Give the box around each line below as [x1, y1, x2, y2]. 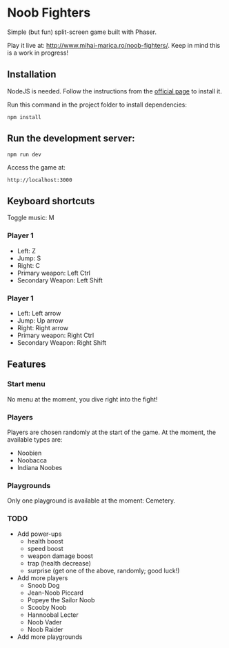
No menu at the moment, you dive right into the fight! [7, 395, 158, 403]
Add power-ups [17, 530, 62, 538]
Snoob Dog [27, 581, 60, 589]
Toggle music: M [7, 213, 54, 222]
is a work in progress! [7, 48, 69, 57]
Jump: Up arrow [17, 316, 63, 325]
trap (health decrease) [27, 559, 92, 567]
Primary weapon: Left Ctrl [17, 269, 91, 277]
